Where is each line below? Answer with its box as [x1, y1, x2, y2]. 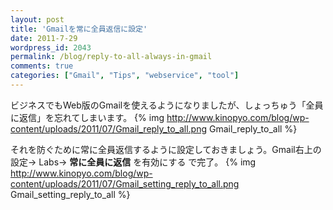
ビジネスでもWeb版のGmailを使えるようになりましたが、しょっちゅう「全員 [10, 99, 324, 111]
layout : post [10, 14, 65, 25]
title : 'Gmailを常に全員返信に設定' [10, 24, 148, 34]
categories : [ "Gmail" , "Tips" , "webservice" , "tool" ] [10, 71, 240, 81]
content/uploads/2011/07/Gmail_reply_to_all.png [10, 122, 208, 135]
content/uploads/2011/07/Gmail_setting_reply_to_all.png [10, 177, 240, 190]
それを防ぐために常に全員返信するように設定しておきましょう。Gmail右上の [10, 143, 322, 155]
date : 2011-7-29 [10, 33, 78, 43]
